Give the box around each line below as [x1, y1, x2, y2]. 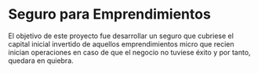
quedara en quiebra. [8, 56, 74, 65]
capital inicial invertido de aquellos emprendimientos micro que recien [8, 39, 234, 48]
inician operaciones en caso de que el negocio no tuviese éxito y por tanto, [8, 47, 251, 57]
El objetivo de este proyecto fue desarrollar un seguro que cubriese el [8, 31, 234, 40]
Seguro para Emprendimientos [8, 5, 212, 23]
